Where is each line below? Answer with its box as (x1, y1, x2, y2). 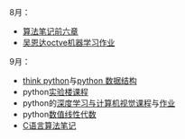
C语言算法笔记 (22, 120, 77, 131)
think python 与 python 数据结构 (22, 75, 137, 86)
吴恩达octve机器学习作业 (22, 38, 116, 48)
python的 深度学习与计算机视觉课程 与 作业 (22, 98, 176, 109)
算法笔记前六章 (22, 26, 79, 37)
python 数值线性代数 (22, 109, 97, 119)
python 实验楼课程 (22, 87, 88, 97)
